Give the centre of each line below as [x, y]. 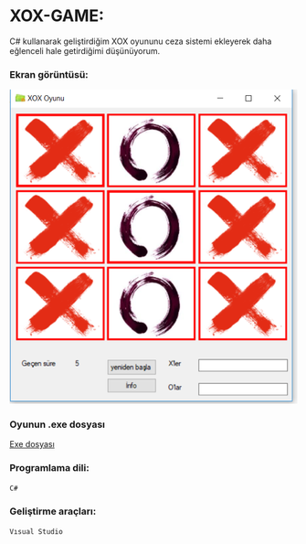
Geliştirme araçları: [53, 511]
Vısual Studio [37, 532]
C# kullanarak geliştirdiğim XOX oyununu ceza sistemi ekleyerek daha [141, 41]
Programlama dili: [49, 467]
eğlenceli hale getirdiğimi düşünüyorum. [85, 50]
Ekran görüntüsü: [49, 74]
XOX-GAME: [57, 16]
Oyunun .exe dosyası [58, 424]
